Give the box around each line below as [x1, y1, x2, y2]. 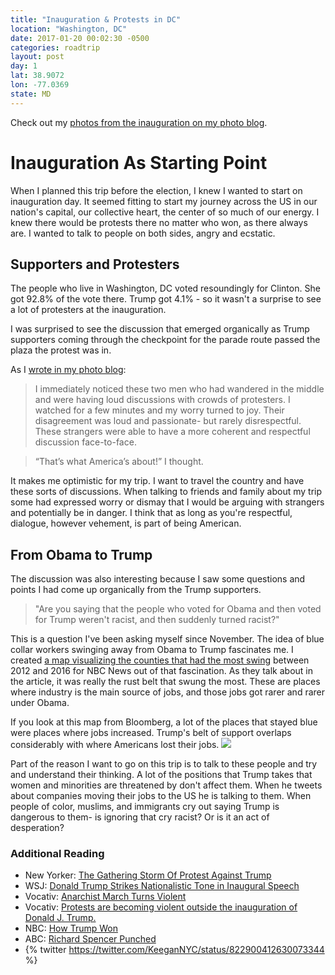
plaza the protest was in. [10, 344, 112, 356]
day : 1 [10, 61, 38, 71]
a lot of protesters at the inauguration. [10, 304, 167, 316]
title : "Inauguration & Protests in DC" [10, 14, 182, 25]
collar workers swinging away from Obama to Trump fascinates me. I [10, 644, 294, 656]
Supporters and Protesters [10, 256, 180, 273]
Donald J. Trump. [24, 912, 97, 924]
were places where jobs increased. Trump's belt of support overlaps [10, 727, 292, 739]
